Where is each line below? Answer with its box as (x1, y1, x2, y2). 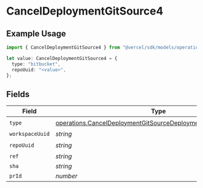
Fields (6, 89, 30, 99)
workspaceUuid (9, 130, 50, 138)
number (55, 172, 78, 180)
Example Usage (6, 29, 66, 39)
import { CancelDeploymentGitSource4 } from (6, 44, 120, 50)
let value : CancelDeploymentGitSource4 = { (6, 55, 118, 61)
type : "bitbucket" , (11, 61, 61, 67)
